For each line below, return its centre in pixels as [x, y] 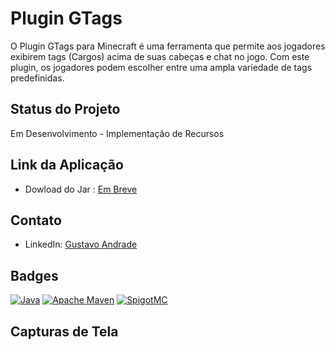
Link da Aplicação [67, 165]
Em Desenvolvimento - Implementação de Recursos [117, 133]
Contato [36, 220]
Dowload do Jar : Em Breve [81, 189]
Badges [34, 275]
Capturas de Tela [64, 331]
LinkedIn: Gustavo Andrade [81, 244]
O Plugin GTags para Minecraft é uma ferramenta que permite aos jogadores [168, 46]
